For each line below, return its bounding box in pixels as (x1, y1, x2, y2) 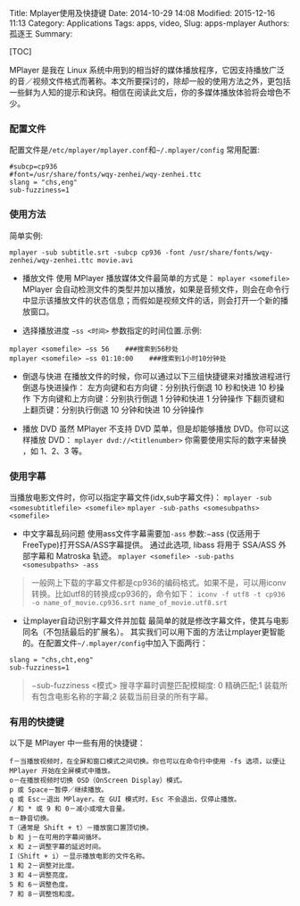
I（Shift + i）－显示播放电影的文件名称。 (9, 852, 149, 861)
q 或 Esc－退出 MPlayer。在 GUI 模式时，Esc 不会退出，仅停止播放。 (9, 795, 241, 804)
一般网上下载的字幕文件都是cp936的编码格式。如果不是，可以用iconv (30, 577, 287, 587)
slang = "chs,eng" (9, 178, 78, 187)
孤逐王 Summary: (9, 29, 73, 38)
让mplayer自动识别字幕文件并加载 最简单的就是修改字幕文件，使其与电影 (21, 615, 289, 626)
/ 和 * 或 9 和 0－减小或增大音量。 (9, 804, 129, 814)
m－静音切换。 (9, 814, 54, 823)
